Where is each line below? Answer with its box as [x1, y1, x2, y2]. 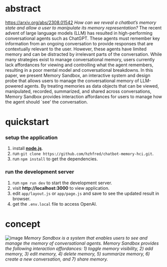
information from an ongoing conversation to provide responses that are [5, 40, 154, 46]
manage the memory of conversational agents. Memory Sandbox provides [5, 240, 159, 246]
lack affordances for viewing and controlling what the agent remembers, [5, 62, 154, 68]
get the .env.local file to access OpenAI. [12, 201, 97, 207]
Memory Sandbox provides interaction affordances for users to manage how [5, 93, 162, 100]
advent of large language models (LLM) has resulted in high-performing [5, 30, 153, 36]
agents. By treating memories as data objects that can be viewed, [24, 83, 159, 89]
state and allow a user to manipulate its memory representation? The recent [5, 24, 162, 30]
